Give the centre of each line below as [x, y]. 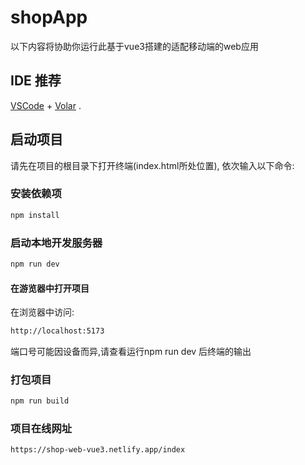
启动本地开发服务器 [56, 243]
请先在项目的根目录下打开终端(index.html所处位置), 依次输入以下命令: [152, 165]
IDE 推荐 [36, 81]
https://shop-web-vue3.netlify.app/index [98, 450]
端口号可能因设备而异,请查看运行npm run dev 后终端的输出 [131, 351]
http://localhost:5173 [57, 331]
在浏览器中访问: [42, 312]
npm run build [40, 401]
